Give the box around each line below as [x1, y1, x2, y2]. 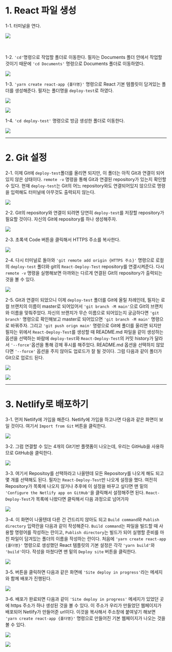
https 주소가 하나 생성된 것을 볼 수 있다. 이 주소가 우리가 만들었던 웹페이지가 [10, 602, 162, 608]
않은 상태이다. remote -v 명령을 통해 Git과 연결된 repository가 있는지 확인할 [14, 176, 166, 182]
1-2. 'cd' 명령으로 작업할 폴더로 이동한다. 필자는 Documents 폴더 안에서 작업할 [5, 54, 162, 60]
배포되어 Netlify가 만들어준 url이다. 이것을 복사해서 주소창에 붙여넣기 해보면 [5, 608, 156, 615]
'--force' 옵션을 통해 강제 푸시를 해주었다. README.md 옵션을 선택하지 [10, 342, 155, 348]
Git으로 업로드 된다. [5, 354, 45, 361]
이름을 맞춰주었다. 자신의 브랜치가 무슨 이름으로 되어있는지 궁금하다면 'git [10, 309, 160, 315]
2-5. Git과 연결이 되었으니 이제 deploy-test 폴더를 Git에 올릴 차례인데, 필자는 [5, 297, 160, 303]
